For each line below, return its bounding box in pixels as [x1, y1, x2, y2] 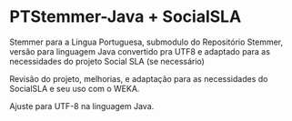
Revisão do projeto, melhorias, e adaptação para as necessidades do [9, 73, 268, 84]
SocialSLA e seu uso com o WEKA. [9, 83, 140, 94]
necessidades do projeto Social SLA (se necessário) [9, 55, 205, 66]
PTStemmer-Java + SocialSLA [9, 6, 242, 27]
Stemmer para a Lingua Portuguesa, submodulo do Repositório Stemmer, [9, 36, 284, 47]
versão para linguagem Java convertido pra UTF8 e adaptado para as [9, 45, 271, 56]
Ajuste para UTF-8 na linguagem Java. [9, 100, 155, 111]
